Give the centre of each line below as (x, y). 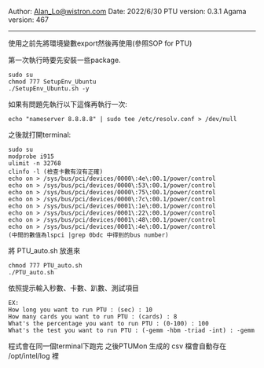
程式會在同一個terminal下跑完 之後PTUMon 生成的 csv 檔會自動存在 (117, 346)
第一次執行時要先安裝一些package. (64, 60)
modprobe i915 (31, 156)
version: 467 (29, 20)
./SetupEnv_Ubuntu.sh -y (49, 89)
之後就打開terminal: (40, 134)
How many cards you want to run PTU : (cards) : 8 (93, 317)
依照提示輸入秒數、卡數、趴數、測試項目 (73, 288)
